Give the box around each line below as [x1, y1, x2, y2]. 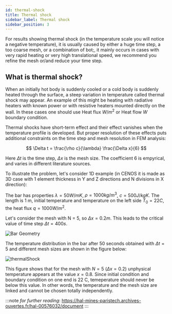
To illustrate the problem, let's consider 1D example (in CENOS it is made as [5, 170, 165, 176]
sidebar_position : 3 [5, 22, 50, 27]
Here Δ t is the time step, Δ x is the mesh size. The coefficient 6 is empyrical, [5, 155, 165, 161]
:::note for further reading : [5, 297, 61, 303]
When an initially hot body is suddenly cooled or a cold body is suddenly [5, 86, 159, 92]
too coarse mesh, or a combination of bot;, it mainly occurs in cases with [5, 47, 159, 53]
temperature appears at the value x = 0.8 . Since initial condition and [5, 271, 149, 277]
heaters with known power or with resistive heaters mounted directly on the [5, 103, 165, 109]
